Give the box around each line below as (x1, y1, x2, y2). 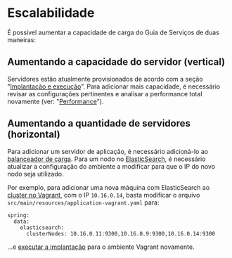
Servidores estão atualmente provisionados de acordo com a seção (7, 75, 203, 83)
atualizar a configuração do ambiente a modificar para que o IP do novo (7, 162, 216, 170)
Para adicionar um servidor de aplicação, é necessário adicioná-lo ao (7, 147, 209, 155)
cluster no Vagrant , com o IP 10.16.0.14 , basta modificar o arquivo (7, 191, 200, 199)
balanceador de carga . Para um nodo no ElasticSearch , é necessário (7, 155, 206, 163)
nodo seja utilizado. (7, 169, 64, 178)
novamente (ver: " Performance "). (7, 97, 104, 105)
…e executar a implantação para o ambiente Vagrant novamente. (7, 243, 195, 251)
